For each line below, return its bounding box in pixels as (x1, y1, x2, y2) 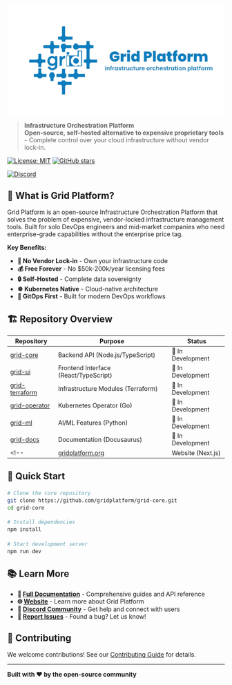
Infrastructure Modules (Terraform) (57, 385, 158, 393)
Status (187, 337, 207, 345)
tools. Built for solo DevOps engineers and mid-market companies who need (7, 223, 225, 231)
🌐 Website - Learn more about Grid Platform (17, 597, 144, 606)
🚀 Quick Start (7, 470, 66, 482)
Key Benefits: (7, 244, 47, 252)
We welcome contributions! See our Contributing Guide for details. (7, 650, 197, 659)
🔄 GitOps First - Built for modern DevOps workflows (17, 292, 166, 300)
